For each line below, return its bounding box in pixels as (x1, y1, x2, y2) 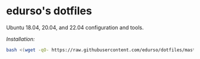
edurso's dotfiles (6, 4, 92, 18)
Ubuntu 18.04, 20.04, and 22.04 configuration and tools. (6, 24, 144, 31)
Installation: (6, 35, 35, 42)
